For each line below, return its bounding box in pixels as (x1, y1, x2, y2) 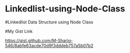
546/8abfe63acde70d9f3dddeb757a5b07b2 (5, 42, 94, 48)
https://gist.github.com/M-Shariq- (5, 37, 73, 43)
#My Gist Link (5, 28, 33, 34)
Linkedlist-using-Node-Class (5, 3, 125, 14)
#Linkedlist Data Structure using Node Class (5, 19, 94, 25)
